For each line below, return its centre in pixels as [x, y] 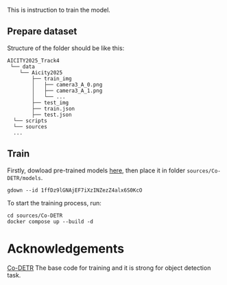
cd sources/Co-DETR [35, 216]
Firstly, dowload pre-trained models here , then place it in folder [96, 170]
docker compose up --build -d [50, 221]
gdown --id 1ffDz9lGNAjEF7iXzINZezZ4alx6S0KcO [75, 190]
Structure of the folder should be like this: [66, 48]
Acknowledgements [66, 248]
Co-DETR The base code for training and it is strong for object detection [109, 268]
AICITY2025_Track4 [33, 60]
